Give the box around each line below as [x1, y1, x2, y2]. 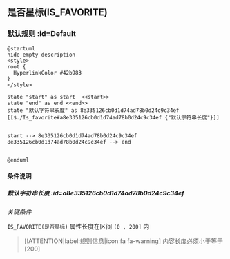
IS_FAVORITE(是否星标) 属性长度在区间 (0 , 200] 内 [7, 222, 150, 231]
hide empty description [7, 51, 76, 58]
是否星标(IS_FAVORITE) [7, 6, 108, 19]
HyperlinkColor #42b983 [13, 69, 82, 76]
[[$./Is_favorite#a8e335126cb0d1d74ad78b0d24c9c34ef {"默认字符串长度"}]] [7, 114, 220, 121]
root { [7, 63, 26, 70]
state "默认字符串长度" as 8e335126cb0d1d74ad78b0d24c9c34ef [7, 106, 180, 114]
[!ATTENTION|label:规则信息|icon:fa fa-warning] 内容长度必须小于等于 [23, 237, 223, 245]
